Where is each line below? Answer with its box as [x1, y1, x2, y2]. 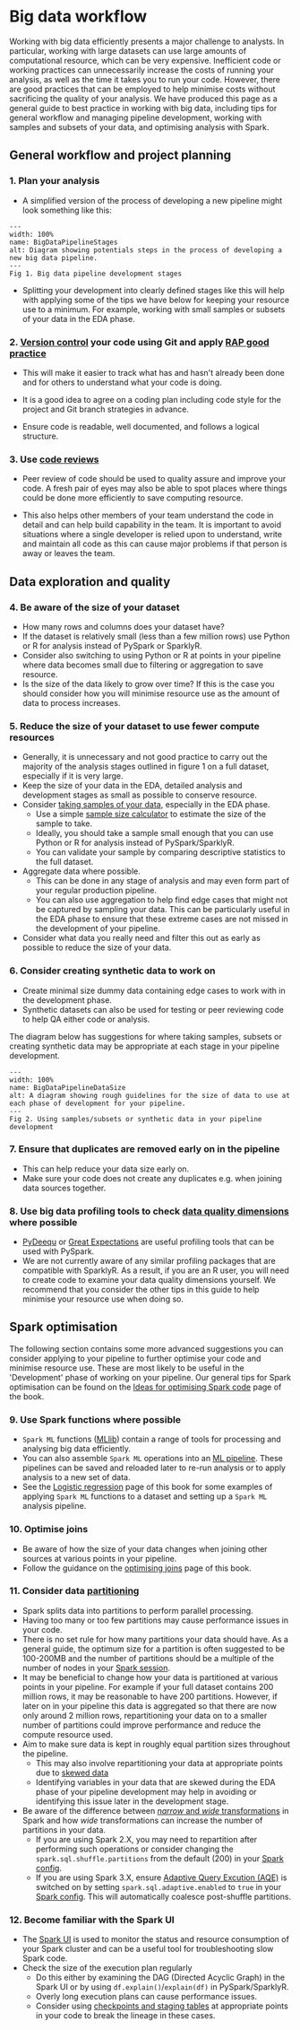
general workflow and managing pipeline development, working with [9, 112, 262, 123]
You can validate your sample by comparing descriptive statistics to [35, 847, 286, 858]
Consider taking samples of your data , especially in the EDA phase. [21, 799, 270, 810]
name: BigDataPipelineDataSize [9, 1083, 126, 1092]
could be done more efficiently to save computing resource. [21, 492, 244, 503]
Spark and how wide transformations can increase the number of [21, 1815, 263, 1825]
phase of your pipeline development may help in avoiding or [35, 1786, 257, 1797]
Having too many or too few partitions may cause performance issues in [21, 1615, 289, 1625]
